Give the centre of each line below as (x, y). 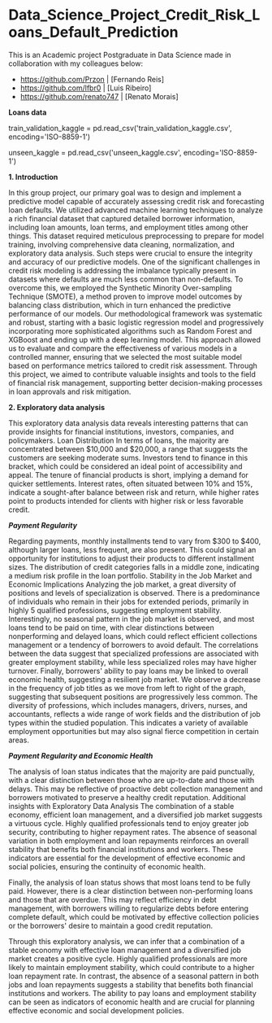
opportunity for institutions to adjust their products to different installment (131, 558)
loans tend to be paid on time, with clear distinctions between (111, 627)
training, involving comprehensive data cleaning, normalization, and (122, 244)
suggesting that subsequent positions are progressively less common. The (133, 697)
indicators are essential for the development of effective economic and (127, 858)
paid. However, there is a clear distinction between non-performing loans (131, 891)
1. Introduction (33, 177)
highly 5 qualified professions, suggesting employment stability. (115, 610)
